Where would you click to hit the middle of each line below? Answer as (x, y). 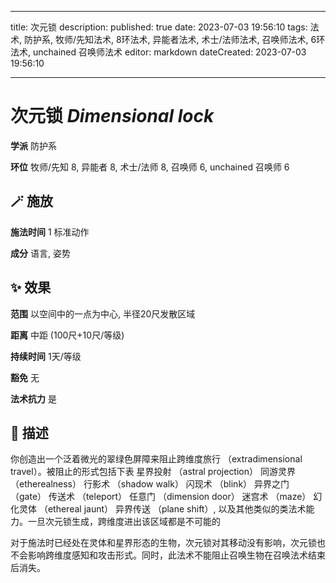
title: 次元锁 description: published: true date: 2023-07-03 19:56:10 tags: (159, 27)
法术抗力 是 (33, 398)
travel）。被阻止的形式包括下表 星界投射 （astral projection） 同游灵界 (153, 472)
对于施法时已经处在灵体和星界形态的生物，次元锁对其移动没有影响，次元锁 (163, 543)
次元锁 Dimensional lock (112, 116)
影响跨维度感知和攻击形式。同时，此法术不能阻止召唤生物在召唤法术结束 (176, 555)
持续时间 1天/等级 (46, 356)
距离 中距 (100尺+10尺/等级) (67, 335)
